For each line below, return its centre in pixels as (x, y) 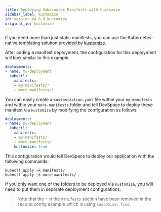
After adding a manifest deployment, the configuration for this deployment (81, 53)
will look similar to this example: (38, 58)
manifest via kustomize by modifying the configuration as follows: (71, 110)
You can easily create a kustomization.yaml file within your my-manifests (79, 99)
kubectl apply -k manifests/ (35, 170)
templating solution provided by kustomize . (62, 43)
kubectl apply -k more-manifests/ (41, 175)
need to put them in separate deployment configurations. (63, 189)
